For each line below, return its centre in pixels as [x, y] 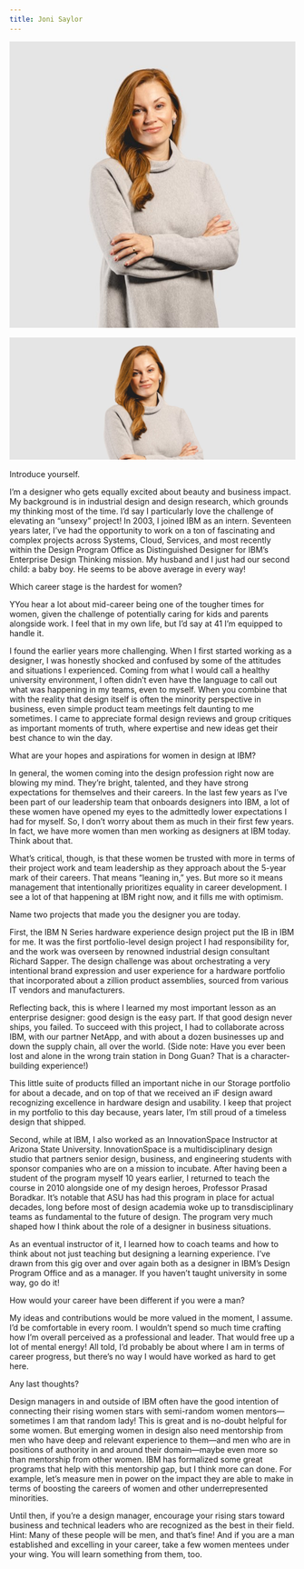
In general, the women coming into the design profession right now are [142, 773]
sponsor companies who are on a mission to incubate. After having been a [148, 1168]
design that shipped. [48, 1122]
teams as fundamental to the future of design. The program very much [142, 1216]
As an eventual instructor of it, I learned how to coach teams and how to [144, 1244]
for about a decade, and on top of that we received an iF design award [141, 1093]
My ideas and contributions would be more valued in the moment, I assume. [151, 1317]
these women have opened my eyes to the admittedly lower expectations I [148, 811]
